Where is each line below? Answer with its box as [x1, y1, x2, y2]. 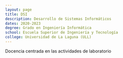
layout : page [5, 7, 32, 12]
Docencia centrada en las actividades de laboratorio [5, 48, 112, 54]
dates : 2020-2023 [5, 21, 41, 26]
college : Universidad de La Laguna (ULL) [5, 35, 92, 40]
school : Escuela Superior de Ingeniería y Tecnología [5, 30, 119, 35]
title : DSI [5, 12, 28, 17]
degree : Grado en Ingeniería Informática [5, 26, 92, 30]
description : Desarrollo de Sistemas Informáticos [5, 16, 112, 21]
